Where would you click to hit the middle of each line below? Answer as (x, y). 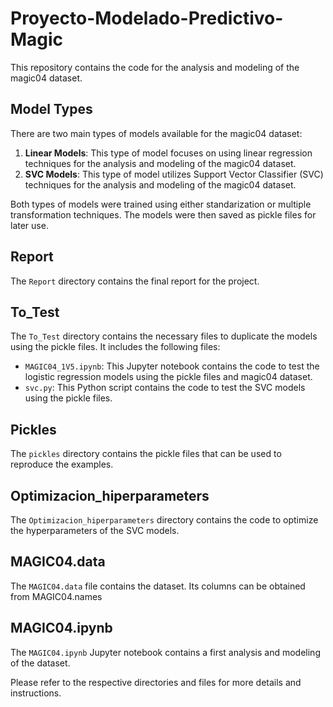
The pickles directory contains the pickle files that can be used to (146, 454)
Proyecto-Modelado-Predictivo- (147, 18)
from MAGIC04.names (56, 596)
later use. (29, 225)
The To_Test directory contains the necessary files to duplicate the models (164, 336)
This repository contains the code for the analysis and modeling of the (155, 67)
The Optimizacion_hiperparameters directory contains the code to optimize (164, 520)
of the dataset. (40, 663)
